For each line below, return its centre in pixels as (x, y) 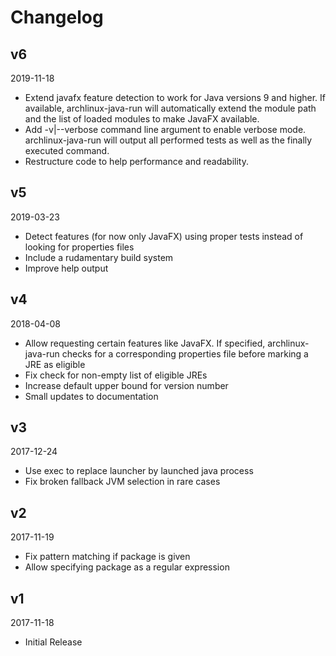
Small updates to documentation (91, 396)
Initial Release (53, 642)
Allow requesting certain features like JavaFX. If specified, (145, 343)
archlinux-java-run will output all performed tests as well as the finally (168, 140)
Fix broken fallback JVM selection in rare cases (122, 482)
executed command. (67, 150)
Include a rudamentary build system (99, 257)
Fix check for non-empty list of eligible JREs (116, 375)
